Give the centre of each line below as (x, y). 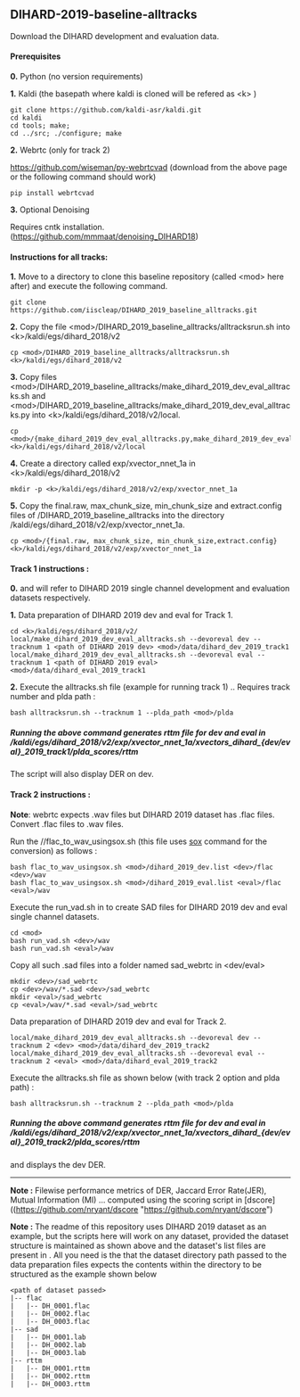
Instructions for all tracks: (59, 257)
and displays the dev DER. (58, 1164)
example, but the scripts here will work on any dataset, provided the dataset (150, 1236)
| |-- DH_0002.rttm (50, 1376)
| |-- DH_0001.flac (50, 1306)
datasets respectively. (51, 598)
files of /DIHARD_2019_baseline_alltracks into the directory (118, 516)
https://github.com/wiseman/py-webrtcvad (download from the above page (149, 168)
